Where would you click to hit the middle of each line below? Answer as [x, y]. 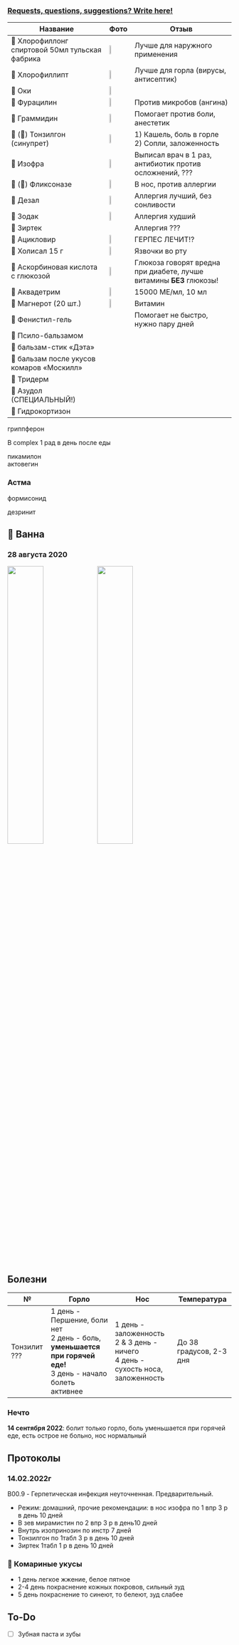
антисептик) [156, 79]
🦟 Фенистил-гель [42, 320]
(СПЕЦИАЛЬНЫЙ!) [43, 399]
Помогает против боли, [175, 114]
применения [156, 54]
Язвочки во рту [160, 251]
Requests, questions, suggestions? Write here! [90, 11]
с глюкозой [31, 276]
